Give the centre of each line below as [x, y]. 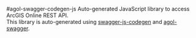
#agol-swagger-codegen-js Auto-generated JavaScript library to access [98, 9]
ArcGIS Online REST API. [37, 15]
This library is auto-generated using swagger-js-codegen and [84, 22]
